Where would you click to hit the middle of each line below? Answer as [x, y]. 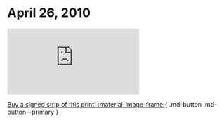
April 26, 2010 [49, 13]
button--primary [31, 112]
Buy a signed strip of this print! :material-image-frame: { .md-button [105, 104]
